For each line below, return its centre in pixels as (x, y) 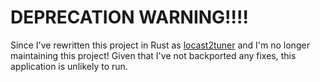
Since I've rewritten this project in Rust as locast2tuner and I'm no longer (160, 45)
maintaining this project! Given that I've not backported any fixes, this (153, 55)
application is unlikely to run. (69, 66)
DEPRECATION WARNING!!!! (129, 17)
